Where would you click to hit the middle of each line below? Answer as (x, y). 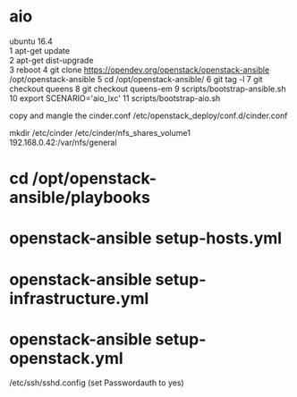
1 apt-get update (39, 50)
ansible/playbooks (80, 198)
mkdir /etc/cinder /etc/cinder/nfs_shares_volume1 (100, 132)
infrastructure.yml (79, 298)
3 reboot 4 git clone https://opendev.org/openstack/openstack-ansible (140, 70)
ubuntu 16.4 (31, 41)
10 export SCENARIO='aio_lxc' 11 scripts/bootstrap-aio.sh (115, 98)
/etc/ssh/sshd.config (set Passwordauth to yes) (97, 383)
